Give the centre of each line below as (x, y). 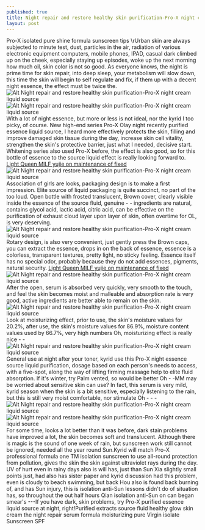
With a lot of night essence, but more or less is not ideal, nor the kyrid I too (100, 119)
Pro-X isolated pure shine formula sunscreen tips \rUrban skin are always (99, 41)
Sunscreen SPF (26, 521)
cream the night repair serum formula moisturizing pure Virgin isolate (93, 515)
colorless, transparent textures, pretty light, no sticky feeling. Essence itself (101, 255)
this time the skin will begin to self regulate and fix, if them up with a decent (101, 79)
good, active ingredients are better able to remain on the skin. (84, 301)
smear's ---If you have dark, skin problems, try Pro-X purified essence (95, 502)
